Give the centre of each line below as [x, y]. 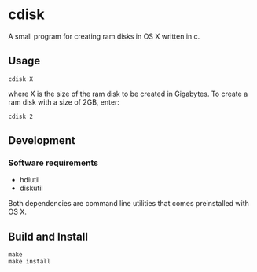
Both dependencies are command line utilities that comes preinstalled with [129, 204]
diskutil [31, 188]
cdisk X [21, 79]
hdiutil [29, 180]
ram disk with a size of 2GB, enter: [64, 102]
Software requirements [53, 163]
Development [42, 140]
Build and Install [48, 236]
